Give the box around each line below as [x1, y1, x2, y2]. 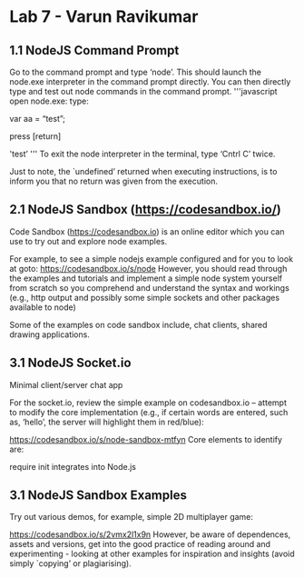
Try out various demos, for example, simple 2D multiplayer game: [9, 512, 254, 523]
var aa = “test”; [9, 114, 66, 124]
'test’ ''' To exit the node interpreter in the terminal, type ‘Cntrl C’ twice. [9, 148, 276, 159]
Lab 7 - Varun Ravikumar [9, 6, 199, 27]
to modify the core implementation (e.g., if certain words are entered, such [9, 406, 289, 417]
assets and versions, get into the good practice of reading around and [9, 539, 270, 550]
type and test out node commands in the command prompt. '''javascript [9, 86, 279, 96]
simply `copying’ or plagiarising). [9, 558, 132, 569]
